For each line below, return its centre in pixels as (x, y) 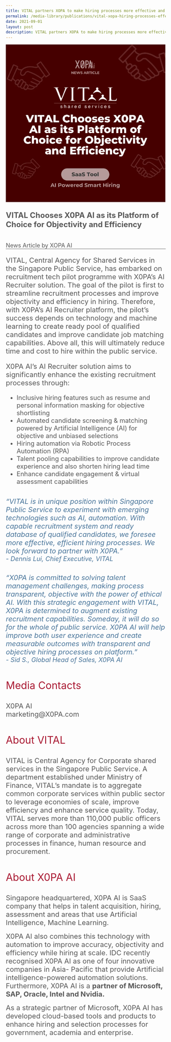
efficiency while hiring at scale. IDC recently (78, 953)
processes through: (38, 383)
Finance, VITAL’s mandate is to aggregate (74, 785)
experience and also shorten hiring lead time (83, 466)
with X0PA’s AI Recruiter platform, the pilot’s (77, 310)
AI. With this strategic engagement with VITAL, (82, 602)
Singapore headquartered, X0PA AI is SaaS (76, 898)
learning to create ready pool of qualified (73, 326)
